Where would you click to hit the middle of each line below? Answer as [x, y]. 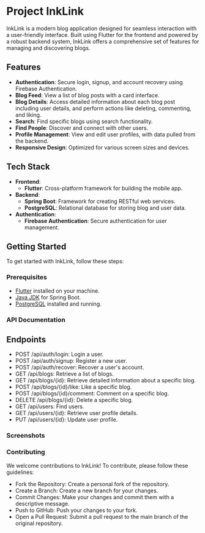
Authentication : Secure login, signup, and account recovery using [99, 82]
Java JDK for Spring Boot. [48, 297]
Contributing [26, 452]
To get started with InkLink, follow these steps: [65, 261]
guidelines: [20, 472]
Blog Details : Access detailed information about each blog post [95, 101]
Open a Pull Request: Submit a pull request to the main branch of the [102, 516]
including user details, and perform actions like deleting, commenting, [103, 108]
